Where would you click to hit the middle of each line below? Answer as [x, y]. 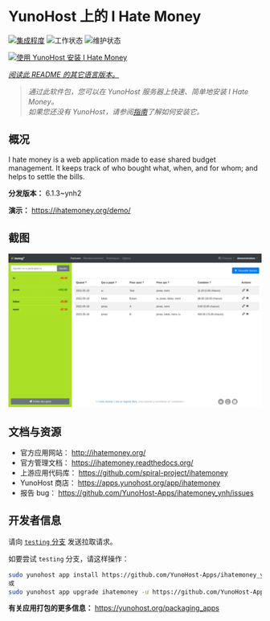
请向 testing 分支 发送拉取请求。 [63, 541]
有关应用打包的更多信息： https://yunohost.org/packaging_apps [114, 608]
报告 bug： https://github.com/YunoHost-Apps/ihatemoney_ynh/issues [137, 493]
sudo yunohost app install [53, 575]
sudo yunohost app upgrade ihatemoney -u [79, 592]
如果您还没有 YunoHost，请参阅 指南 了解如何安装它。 [116, 111]
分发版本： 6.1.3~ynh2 [45, 193]
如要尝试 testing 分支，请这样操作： [69, 558]
